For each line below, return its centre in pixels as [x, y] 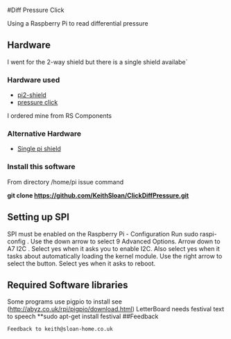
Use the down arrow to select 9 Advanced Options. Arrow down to [125, 241]
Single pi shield [39, 149]
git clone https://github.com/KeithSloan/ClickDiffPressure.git [98, 195]
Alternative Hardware [44, 134]
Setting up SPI [38, 217]
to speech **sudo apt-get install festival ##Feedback [83, 316]
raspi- [208, 234]
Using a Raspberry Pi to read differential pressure [78, 23]
